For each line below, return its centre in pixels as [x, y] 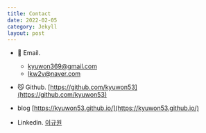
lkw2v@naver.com [54, 74]
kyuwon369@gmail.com [62, 66]
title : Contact [29, 14]
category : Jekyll [32, 26]
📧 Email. [29, 53]
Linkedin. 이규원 [40, 123]
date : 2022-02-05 [32, 20]
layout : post [26, 33]
